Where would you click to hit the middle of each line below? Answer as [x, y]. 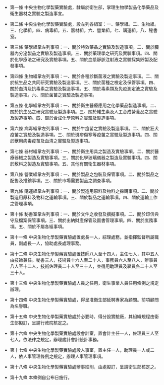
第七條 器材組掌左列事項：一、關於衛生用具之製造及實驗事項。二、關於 [82, 151]
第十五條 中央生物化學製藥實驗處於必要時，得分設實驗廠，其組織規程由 [82, 316]
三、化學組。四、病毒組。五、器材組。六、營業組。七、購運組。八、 [79, 30]
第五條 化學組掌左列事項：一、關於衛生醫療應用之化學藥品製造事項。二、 [84, 105]
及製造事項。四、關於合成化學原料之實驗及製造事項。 [64, 118]
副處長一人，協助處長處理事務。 [51, 243]
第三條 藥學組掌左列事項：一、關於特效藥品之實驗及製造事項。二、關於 [82, 47]
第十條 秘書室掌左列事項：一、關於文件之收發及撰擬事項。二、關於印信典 [84, 214]
